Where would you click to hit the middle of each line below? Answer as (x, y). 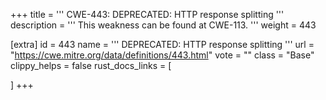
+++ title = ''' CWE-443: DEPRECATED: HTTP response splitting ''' (147, 14)
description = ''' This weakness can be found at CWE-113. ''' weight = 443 (163, 25)
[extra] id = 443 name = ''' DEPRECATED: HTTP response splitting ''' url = (162, 44)
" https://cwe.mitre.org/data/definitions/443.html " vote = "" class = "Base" (162, 55)
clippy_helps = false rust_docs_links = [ (91, 65)
